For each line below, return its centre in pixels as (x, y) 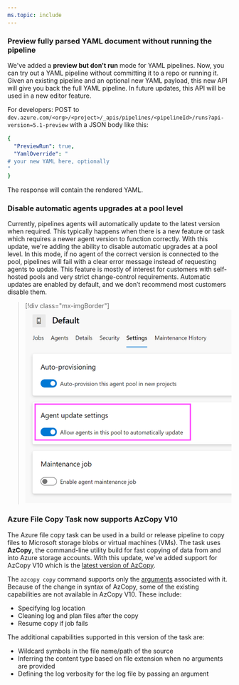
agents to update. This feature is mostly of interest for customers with (110, 269)
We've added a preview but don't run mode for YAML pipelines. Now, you (116, 65)
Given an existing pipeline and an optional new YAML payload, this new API (117, 80)
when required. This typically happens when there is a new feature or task (116, 231)
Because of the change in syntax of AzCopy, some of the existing (103, 587)
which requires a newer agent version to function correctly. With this (108, 239)
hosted (18, 277)
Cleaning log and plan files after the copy (78, 615)
